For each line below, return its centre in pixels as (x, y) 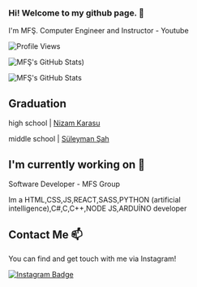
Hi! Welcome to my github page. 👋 (76, 13)
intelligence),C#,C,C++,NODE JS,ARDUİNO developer (98, 208)
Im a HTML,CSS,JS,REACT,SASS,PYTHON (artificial (94, 199)
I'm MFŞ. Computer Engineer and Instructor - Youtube (98, 31)
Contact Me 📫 (46, 235)
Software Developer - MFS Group (64, 184)
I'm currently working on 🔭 (77, 165)
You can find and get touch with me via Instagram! (92, 259)
